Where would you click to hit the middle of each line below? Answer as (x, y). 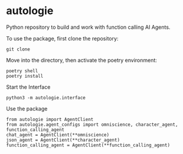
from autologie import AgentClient (50, 119)
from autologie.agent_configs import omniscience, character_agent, (92, 125)
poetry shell (22, 71)
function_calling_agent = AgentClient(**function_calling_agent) (88, 145)
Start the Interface (28, 87)
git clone (18, 49)
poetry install (25, 76)
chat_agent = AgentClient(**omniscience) (58, 135)
